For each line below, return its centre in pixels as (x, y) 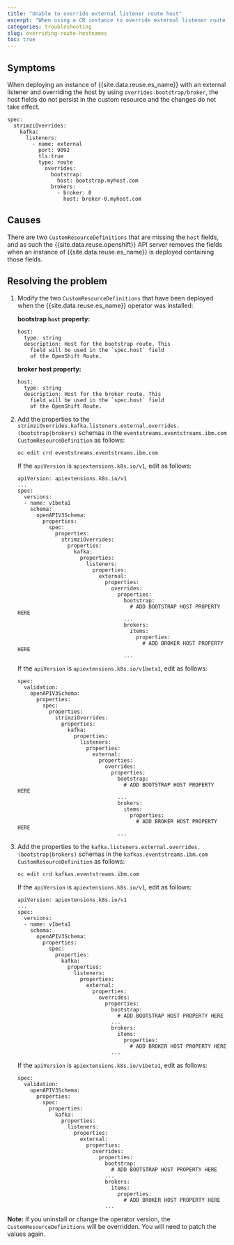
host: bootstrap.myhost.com (97, 181)
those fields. (25, 259)
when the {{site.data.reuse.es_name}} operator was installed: (105, 305)
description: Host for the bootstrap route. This (97, 344)
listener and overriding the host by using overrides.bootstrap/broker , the (113, 92)
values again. (26, 1234)
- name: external (57, 144)
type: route (55, 162)
